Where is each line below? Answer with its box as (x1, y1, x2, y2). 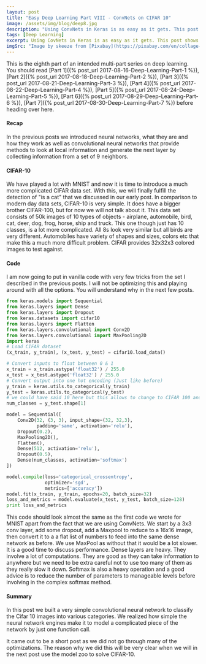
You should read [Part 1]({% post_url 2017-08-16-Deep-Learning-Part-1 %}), (6, 66, 199, 74)
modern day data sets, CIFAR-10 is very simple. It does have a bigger (6, 200, 181, 207)
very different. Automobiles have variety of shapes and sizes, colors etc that (6, 232, 199, 240)
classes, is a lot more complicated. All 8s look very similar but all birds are (6, 226, 193, 234)
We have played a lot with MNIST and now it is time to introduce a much (6, 180, 188, 188)
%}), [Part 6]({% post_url (48, 93, 112, 100)
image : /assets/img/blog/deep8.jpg (6, 20, 97, 26)
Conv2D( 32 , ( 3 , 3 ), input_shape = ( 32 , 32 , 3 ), (17, 418, 133, 424)
